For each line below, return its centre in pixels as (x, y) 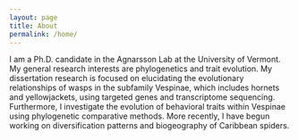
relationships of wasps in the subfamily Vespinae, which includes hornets (145, 88)
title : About (34, 26)
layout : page (34, 17)
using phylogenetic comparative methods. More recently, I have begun (140, 116)
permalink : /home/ (43, 34)
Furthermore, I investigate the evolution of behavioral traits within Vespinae (148, 107)
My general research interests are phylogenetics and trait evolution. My (141, 69)
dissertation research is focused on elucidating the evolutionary (127, 78)
